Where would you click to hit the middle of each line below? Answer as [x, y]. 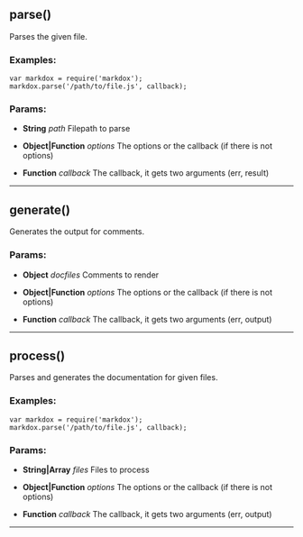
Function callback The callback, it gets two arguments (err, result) [146, 173]
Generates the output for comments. [77, 232]
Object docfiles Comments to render [91, 275]
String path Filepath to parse [76, 129]
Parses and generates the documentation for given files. [114, 378]
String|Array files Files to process [86, 469]
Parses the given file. [49, 36]
